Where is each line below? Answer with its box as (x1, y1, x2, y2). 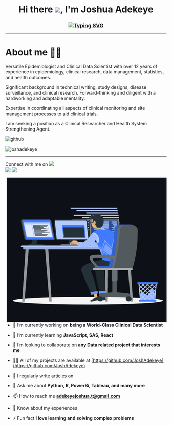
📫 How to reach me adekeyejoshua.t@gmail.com (12, 393, 120, 399)
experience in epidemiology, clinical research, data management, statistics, (5, 69, 164, 75)
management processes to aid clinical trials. (5, 110, 98, 117)
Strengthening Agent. (5, 126, 51, 132)
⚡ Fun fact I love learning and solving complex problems (12, 415, 134, 421)
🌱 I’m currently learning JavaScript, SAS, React (12, 332, 114, 338)
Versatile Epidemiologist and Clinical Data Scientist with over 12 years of (5, 63, 158, 70)
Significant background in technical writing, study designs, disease (5, 84, 147, 90)
